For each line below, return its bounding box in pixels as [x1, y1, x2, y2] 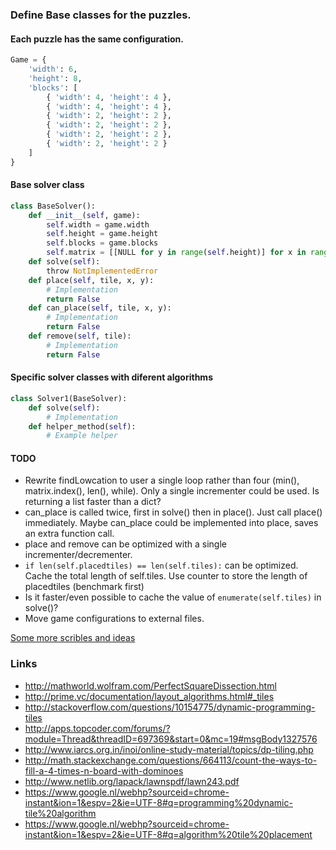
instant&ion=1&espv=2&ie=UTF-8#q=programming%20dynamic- [24, 796, 293, 808]
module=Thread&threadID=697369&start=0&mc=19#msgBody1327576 [24, 733, 318, 745]
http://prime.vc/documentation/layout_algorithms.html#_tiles [24, 690, 275, 702]
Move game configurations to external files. [24, 613, 205, 625]
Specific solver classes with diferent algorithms [10, 371, 213, 383]
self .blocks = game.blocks [46, 238, 159, 248]
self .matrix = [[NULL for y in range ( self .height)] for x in [46, 248, 307, 258]
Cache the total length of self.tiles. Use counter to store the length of [24, 570, 308, 582]
